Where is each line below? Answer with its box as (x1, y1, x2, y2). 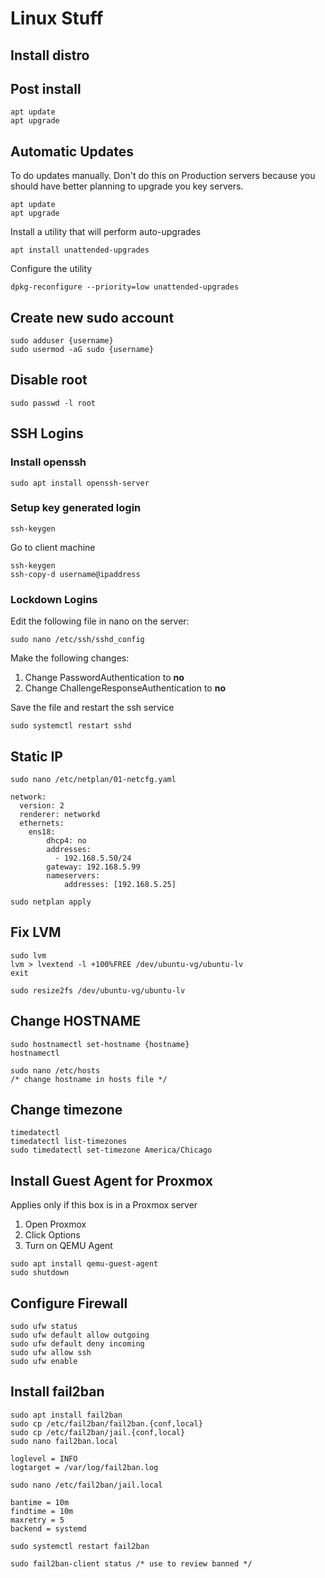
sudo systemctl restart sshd (10, 721, 132, 731)
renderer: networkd (19, 809, 101, 819)
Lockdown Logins (10, 592, 98, 606)
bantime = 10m (10, 1497, 70, 1507)
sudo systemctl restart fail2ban (10, 1541, 150, 1551)
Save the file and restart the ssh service (10, 702, 175, 714)
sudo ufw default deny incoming (10, 1338, 145, 1349)
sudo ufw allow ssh (10, 1347, 92, 1357)
